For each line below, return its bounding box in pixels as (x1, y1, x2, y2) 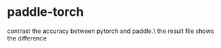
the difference (7, 34, 47, 42)
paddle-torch (7, 4, 84, 20)
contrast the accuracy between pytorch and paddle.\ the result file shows (7, 27, 214, 35)
